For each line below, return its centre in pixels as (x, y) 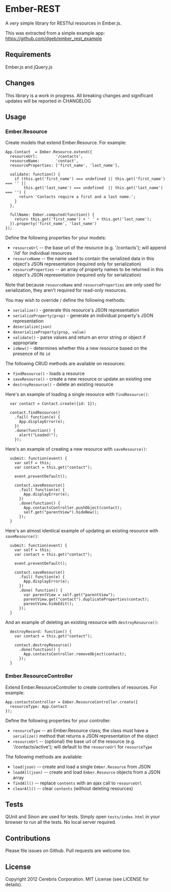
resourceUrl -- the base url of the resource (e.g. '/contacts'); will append (89, 248)
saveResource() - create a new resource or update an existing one (82, 379)
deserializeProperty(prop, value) (49, 333)
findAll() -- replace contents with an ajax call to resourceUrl (77, 783)
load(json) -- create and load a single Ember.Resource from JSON (81, 766)
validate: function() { (35, 175)
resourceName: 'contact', (44, 161)
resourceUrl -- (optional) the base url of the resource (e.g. (74, 741)
